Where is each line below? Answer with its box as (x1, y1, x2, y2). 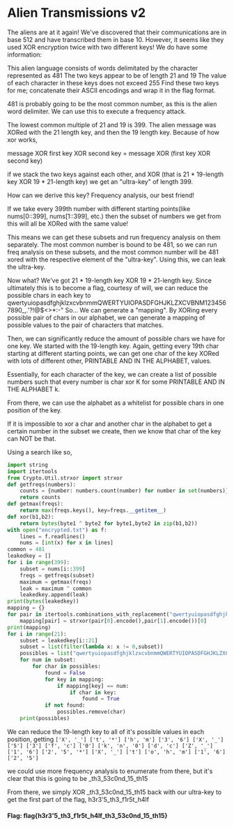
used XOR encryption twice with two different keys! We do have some (7, 43, 208, 51)
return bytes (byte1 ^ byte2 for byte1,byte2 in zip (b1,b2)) (19, 519, 198, 527)
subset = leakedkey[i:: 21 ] (19, 637, 98, 644)
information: (7, 50, 42, 59)
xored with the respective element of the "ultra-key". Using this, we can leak (7, 255, 226, 264)
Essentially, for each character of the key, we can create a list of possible (7, 370, 217, 378)
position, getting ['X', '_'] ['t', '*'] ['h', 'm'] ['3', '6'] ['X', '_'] (7, 735, 224, 743)
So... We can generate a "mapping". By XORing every (65, 305, 218, 314)
